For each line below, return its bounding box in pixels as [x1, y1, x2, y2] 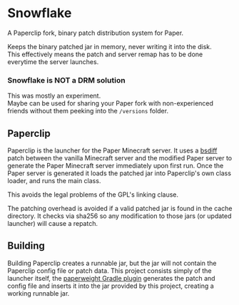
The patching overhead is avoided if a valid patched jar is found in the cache [7, 205, 233, 213]
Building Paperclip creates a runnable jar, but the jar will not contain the [7, 259, 217, 267]
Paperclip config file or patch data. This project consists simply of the [7, 266, 212, 275]
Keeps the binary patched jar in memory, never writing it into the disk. [7, 42, 212, 51]
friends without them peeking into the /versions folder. [7, 107, 169, 115]
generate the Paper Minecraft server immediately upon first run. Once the [7, 162, 224, 170]
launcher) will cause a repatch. [7, 219, 98, 228]
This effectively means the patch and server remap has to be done [7, 50, 203, 58]
